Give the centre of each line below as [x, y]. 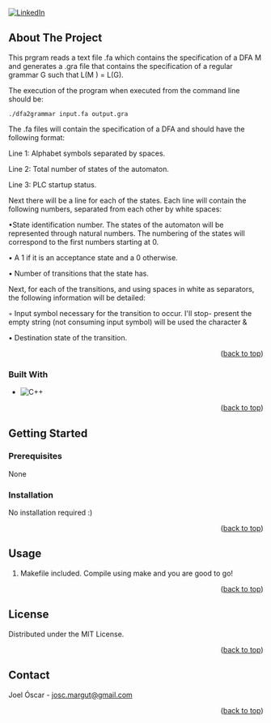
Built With [28, 374]
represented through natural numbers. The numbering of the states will [127, 233]
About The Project [55, 38]
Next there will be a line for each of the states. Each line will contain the [127, 200]
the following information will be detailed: [77, 297]
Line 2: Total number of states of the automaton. [89, 169]
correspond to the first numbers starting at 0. [84, 242]
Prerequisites [35, 456]
